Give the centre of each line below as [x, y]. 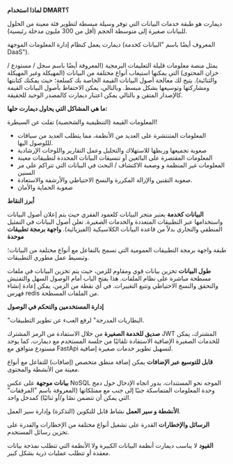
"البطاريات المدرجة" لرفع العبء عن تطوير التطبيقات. [76, 320]
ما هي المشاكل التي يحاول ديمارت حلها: [57, 108]
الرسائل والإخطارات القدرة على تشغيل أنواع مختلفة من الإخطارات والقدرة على [109, 425]
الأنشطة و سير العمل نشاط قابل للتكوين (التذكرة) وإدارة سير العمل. [94, 411]
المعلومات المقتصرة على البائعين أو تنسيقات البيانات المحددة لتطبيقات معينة [115, 157]
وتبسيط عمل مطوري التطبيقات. [48, 257]
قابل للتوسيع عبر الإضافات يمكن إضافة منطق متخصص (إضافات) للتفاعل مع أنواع [110, 362]
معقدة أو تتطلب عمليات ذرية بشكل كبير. [59, 453]
